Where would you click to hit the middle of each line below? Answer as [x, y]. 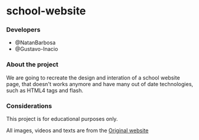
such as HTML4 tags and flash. [45, 90]
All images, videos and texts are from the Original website [77, 130]
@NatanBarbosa [35, 42]
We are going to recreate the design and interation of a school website [93, 77]
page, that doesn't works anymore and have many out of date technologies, [100, 84]
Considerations [29, 106]
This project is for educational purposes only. [62, 119]
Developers [23, 30]
